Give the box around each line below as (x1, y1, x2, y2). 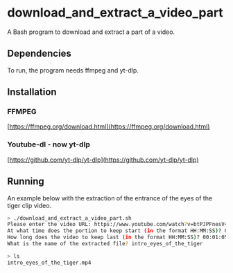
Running (7, 176, 45, 187)
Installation (7, 86, 57, 98)
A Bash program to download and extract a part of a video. (7, 28, 175, 36)
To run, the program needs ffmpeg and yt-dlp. (7, 66, 139, 74)
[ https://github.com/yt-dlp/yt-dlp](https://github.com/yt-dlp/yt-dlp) (7, 156, 199, 164)
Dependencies (7, 48, 71, 59)
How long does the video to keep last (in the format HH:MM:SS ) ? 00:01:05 (7, 234, 228, 241)
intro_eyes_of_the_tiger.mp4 (7, 259, 92, 266)
